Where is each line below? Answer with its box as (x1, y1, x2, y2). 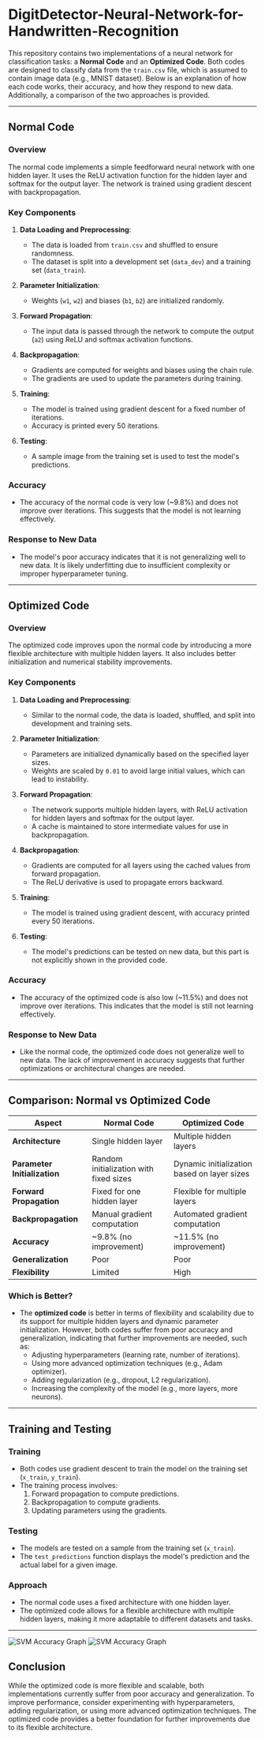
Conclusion (8, 1660, 66, 1673)
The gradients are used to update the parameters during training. (31, 373, 243, 383)
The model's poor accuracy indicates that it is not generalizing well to (19, 552, 246, 561)
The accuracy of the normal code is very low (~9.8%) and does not (19, 498, 239, 507)
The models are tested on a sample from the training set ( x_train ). (19, 1543, 237, 1553)
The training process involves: (19, 1480, 118, 1490)
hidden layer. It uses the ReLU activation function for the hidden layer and (8, 170, 247, 180)
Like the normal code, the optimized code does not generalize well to (19, 1047, 244, 1057)
